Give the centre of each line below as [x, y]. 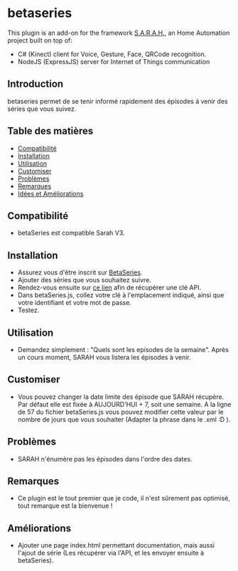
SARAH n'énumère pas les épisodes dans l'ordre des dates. [105, 459]
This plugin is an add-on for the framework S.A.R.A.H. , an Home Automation [119, 33]
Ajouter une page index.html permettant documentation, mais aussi [116, 545]
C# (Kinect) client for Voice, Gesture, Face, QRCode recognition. [112, 54]
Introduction [36, 84]
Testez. [28, 310]
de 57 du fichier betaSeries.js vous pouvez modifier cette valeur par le [120, 412]
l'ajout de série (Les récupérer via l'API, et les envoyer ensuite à [111, 553]
